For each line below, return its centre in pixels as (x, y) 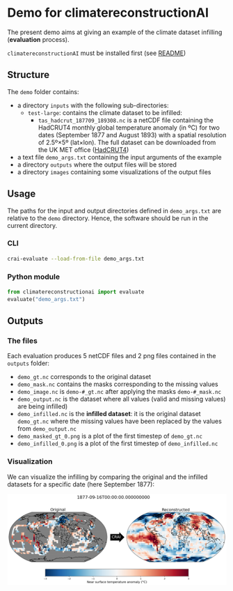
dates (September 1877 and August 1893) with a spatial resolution (132, 135)
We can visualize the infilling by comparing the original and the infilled (107, 477)
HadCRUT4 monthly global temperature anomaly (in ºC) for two (129, 128)
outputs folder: (29, 363)
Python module (34, 277)
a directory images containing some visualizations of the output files (114, 171)
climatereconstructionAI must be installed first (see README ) (97, 53)
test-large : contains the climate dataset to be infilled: (105, 112)
